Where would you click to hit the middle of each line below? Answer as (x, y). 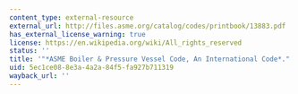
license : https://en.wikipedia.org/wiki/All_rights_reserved (126, 43)
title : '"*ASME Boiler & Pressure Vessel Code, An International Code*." (150, 59)
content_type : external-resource (72, 17)
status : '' (30, 51)
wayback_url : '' (39, 76)
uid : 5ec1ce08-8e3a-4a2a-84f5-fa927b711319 (92, 68)
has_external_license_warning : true (77, 34)
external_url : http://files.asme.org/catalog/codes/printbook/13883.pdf (148, 26)
